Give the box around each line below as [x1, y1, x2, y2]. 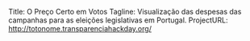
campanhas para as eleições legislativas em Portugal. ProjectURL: [8, 15, 228, 25]
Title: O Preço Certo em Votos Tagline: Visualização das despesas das [8, 7, 242, 16]
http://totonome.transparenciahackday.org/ [8, 24, 152, 33]
